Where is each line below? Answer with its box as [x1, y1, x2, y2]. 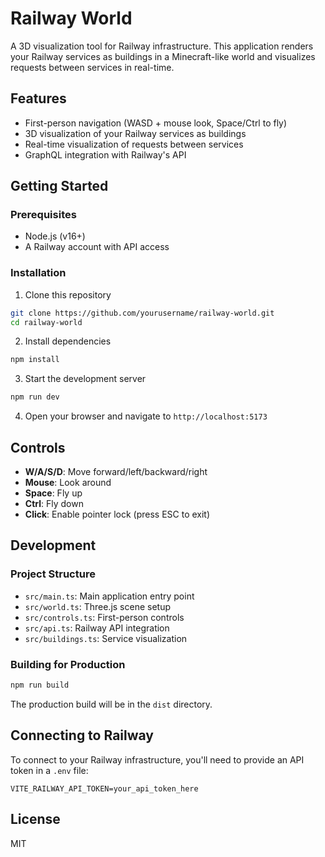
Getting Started [10, 178, 109, 195]
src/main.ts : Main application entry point [24, 590, 195, 602]
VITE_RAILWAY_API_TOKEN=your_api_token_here [10, 783, 199, 794]
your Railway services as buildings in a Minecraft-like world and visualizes [10, 50, 316, 62]
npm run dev [10, 392, 60, 402]
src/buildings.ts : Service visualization [24, 632, 188, 644]
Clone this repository [24, 288, 112, 301]
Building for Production [10, 657, 126, 671]
